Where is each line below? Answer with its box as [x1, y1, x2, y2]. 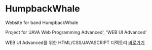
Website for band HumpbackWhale [5, 19, 79, 25]
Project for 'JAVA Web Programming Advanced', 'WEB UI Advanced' [5, 29, 147, 35]
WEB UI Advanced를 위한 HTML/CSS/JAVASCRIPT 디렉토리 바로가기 [5, 39, 145, 45]
